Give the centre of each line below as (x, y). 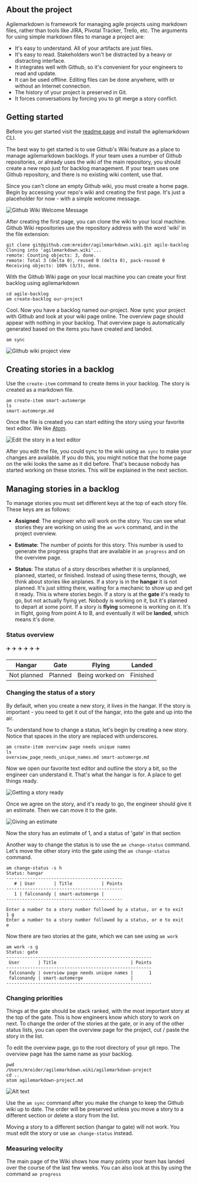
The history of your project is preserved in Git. (71, 92)
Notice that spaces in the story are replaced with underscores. (82, 736)
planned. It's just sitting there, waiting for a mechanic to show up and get (103, 588)
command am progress (34, 1174)
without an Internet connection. (53, 86)
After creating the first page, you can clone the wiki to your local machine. (96, 221)
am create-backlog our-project (45, 299)
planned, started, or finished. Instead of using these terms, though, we (100, 575)
